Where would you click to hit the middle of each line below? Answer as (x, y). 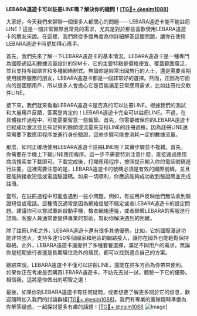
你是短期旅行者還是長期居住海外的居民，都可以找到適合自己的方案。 (88, 252)
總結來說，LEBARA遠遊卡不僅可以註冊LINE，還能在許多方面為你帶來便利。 (96, 265)
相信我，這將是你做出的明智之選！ (47, 280)
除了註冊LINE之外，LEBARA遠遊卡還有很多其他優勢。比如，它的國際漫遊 (94, 230)
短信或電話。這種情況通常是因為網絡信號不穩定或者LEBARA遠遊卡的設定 (98, 203)
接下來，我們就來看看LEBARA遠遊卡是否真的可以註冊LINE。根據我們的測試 (96, 105)
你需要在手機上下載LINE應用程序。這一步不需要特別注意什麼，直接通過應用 (96, 154)
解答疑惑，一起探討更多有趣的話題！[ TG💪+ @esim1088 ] (89, 307)
